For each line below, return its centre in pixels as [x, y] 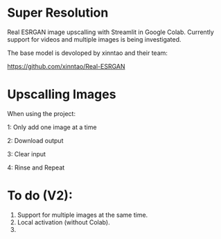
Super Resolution [58, 13]
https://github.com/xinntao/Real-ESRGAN [67, 66]
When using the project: [42, 113]
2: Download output [35, 140]
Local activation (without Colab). [63, 222]
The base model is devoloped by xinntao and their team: [88, 53]
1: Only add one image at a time [52, 127]
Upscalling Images [62, 94]
